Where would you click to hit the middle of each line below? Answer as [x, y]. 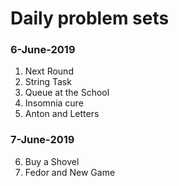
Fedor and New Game [70, 172]
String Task [48, 82]
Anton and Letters [62, 114]
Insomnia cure [54, 103]
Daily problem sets [90, 18]
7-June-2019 [42, 140]
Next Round [49, 71]
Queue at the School [67, 93]
